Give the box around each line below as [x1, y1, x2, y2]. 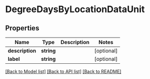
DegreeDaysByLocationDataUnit [5, 4, 145, 15]
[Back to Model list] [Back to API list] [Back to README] [5, 68, 122, 74]
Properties [5, 24, 40, 32]
